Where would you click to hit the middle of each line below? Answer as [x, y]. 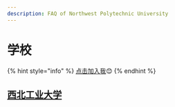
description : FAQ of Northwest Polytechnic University [88, 14]
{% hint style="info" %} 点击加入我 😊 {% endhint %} [82, 71]
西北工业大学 [35, 94]
